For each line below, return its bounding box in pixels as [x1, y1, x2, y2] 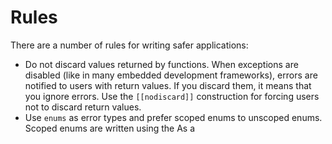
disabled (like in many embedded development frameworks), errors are [24, 69, 318, 81]
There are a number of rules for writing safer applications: [10, 39, 249, 51]
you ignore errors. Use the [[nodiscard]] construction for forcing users [24, 90, 320, 102]
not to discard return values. [24, 101, 142, 113]
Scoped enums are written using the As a [24, 122, 196, 134]
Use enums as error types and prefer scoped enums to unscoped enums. [24, 111, 323, 123]
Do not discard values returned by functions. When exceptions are [24, 58, 299, 70]
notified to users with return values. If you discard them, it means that [24, 79, 312, 91]
